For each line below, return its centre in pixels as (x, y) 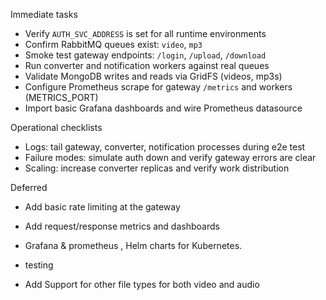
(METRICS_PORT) (61, 97)
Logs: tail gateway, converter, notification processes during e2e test (165, 147)
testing (39, 265)
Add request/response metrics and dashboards (122, 226)
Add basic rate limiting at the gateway (102, 207)
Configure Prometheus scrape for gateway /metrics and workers (158, 87)
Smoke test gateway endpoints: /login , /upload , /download (145, 55)
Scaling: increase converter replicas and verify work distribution (157, 168)
